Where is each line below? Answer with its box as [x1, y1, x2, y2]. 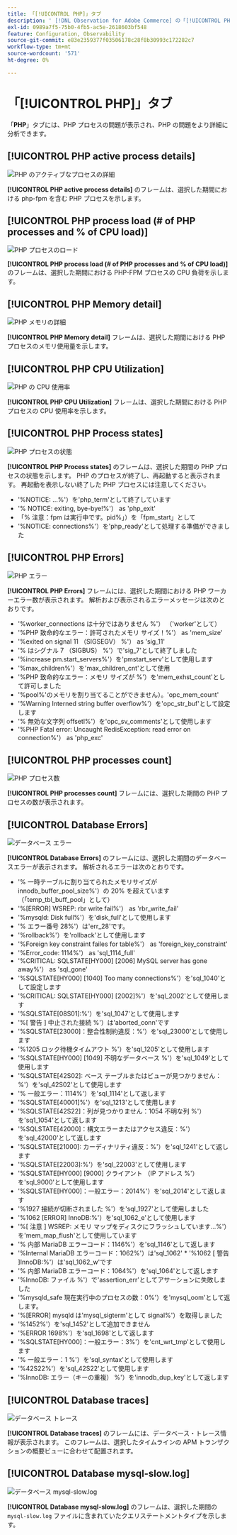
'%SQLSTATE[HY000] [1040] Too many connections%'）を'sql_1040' [17, 974, 220, 983]
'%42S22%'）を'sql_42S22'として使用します [17, 1364, 149, 1373]
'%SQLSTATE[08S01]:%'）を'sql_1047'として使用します [17, 1009, 180, 1018]
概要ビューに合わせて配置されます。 [31, 1447, 137, 1455]
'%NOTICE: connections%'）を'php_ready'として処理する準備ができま [17, 522, 224, 530]
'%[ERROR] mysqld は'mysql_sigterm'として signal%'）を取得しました [17, 1311, 223, 1320]
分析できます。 [7, 129, 51, 138]
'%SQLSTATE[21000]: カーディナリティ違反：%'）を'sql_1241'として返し [17, 1143, 229, 1151]
